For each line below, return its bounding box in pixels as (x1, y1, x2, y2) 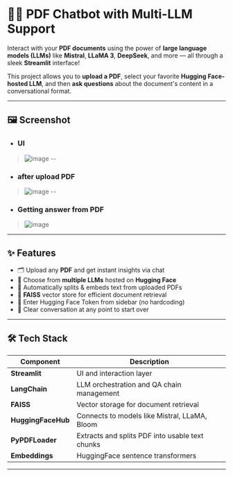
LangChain (10, 384, 47, 394)
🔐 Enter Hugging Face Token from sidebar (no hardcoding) (17, 298, 185, 306)
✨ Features (7, 247, 56, 259)
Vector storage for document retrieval (76, 399, 200, 409)
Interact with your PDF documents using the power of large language (7, 44, 207, 52)
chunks (76, 440, 101, 449)
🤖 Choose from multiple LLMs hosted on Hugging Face (17, 276, 177, 284)
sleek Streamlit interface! (7, 58, 80, 67)
